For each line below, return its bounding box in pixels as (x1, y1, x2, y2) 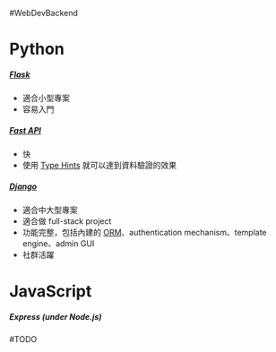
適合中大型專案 (22, 205, 78, 216)
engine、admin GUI (22, 238, 95, 249)
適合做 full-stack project (22, 216, 112, 227)
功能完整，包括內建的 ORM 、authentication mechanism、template (22, 228, 267, 238)
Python (9, 39, 65, 59)
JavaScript (9, 281, 92, 302)
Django (9, 181, 38, 192)
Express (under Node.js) (9, 311, 102, 322)
